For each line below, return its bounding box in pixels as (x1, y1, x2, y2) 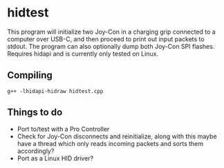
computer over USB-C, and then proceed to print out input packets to (7, 34, 205, 43)
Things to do (7, 107, 63, 118)
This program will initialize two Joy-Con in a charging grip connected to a (7, 28, 216, 36)
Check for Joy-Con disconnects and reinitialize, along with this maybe (17, 132, 217, 140)
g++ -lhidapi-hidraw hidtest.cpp (7, 87, 104, 94)
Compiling (7, 70, 53, 81)
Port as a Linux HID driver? (17, 154, 94, 162)
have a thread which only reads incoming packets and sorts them (17, 139, 204, 147)
